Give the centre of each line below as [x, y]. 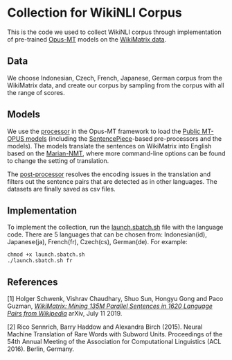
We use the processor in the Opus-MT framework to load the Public [104, 131]
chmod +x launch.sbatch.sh [46, 255]
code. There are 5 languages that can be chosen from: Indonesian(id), [107, 234]
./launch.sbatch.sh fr [40, 261]
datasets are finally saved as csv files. [61, 189]
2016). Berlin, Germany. [41, 349]
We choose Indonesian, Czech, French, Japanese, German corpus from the [115, 78]
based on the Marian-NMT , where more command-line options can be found [116, 153]
